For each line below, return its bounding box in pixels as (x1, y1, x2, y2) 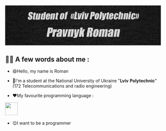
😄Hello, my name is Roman (12, 68, 69, 74)
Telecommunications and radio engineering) (22, 83, 112, 89)
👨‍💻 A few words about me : (5, 55, 90, 63)
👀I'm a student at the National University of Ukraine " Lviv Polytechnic (12, 78, 155, 84)
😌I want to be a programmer (12, 120, 72, 126)
